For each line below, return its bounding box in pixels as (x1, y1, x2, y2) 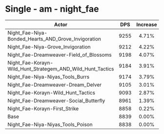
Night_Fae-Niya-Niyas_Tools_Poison (7, 121, 93, 128)
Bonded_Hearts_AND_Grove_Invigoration (7, 35, 102, 42)
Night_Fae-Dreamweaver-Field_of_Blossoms (7, 51, 112, 58)
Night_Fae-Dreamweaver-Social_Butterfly (7, 97, 105, 104)
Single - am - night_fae (5, 3, 99, 15)
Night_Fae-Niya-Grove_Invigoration (7, 43, 91, 50)
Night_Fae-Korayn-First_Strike (7, 105, 79, 112)
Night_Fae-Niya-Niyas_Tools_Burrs (7, 73, 89, 80)
